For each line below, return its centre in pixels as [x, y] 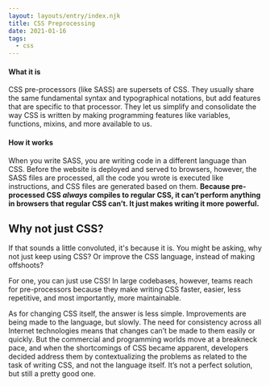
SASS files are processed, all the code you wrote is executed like [116, 178]
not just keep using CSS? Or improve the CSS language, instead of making [132, 257]
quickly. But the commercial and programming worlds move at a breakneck [133, 339]
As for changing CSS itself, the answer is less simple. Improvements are [128, 314]
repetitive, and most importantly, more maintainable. [95, 298]
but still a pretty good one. [52, 374]
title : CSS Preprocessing [52, 23]
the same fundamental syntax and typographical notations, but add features [135, 99]
